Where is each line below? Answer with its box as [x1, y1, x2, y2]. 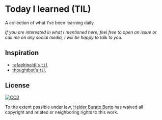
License [5, 81, 30, 90]
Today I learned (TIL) [5, 3, 91, 15]
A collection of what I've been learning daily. [5, 20, 95, 26]
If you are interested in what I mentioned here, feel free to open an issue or [5, 29, 157, 35]
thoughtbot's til [12, 67, 47, 73]
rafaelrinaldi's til [12, 61, 48, 67]
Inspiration [5, 49, 39, 57]
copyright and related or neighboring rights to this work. [5, 109, 119, 115]
